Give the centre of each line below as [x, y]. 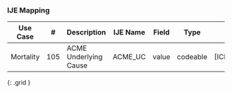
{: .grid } [19, 83]
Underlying [85, 57]
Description [86, 32]
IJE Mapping [29, 10]
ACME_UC [129, 57]
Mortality [25, 57]
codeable [192, 57]
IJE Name [129, 32]
